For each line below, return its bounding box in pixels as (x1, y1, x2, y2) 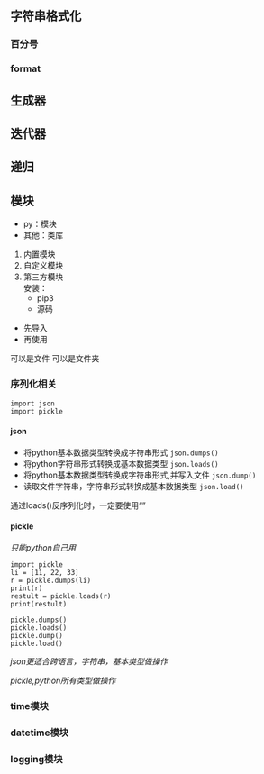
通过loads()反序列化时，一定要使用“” (10, 499, 147, 511)
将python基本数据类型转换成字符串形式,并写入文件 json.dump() (23, 469, 257, 480)
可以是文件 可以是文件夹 (10, 353, 100, 364)
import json (10, 399, 55, 408)
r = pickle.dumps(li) (10, 576, 92, 585)
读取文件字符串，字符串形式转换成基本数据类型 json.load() (23, 480, 244, 491)
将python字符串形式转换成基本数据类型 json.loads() (23, 458, 219, 469)
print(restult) (10, 599, 68, 608)
